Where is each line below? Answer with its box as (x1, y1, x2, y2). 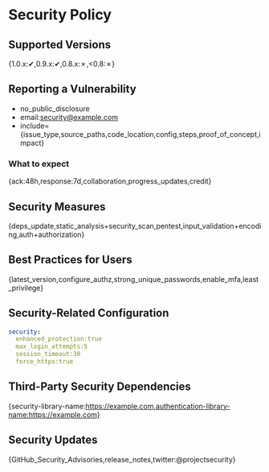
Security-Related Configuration (8, 306, 169, 320)
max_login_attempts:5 (15, 342, 88, 351)
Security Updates (8, 433, 98, 447)
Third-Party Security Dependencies (8, 380, 191, 394)
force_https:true (15, 358, 74, 366)
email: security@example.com (19, 112, 119, 122)
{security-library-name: (8, 401, 86, 411)
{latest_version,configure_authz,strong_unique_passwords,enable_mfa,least (8, 274, 259, 284)
